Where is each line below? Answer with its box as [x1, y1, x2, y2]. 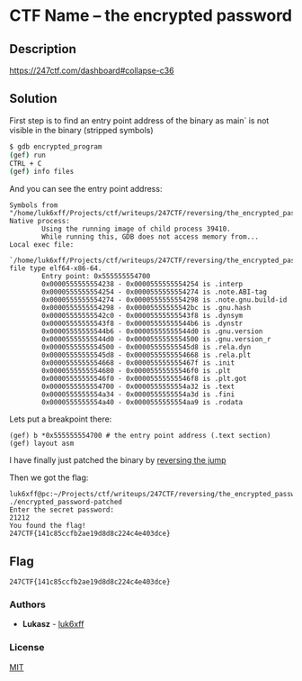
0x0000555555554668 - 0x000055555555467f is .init [41, 359, 235, 368]
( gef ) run [9, 150, 47, 159]
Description [9, 41, 76, 57]
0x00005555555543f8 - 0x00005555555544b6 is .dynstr [41, 319, 244, 329]
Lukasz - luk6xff [22, 619, 84, 630]
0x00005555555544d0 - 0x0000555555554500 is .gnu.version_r [41, 335, 271, 344]
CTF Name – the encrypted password [9, 5, 293, 26]
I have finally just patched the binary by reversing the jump [9, 455, 226, 466]
